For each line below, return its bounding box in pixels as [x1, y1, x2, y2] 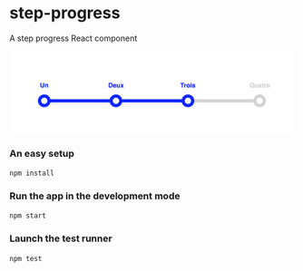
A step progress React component [9, 33, 138, 44]
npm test [9, 254, 43, 263]
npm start [9, 211, 47, 220]
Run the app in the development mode [9, 189, 181, 202]
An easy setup [9, 147, 74, 160]
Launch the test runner [9, 232, 112, 245]
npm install [9, 169, 54, 178]
